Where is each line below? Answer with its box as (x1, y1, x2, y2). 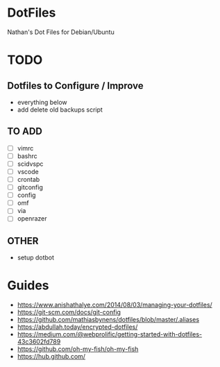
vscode (17, 167, 40, 176)
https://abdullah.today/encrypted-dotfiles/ (17, 323, 138, 331)
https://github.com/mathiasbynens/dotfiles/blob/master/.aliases (17, 316, 200, 324)
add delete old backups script (17, 105, 103, 114)
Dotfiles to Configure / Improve (7, 80, 144, 92)
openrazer (17, 214, 47, 223)
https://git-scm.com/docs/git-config (17, 308, 121, 316)
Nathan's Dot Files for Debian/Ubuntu (7, 28, 115, 36)
